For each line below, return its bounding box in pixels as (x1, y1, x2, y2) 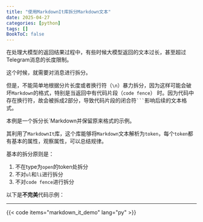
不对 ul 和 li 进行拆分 (14, 171, 63, 178)
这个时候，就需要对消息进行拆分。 (6, 69, 91, 76)
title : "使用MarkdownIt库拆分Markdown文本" (6, 8, 111, 15)
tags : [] (6, 25, 28, 32)
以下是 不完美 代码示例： (6, 191, 65, 198)
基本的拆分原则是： (6, 150, 54, 157)
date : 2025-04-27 (6, 14, 50, 21)
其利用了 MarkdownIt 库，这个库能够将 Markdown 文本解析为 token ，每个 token (6, 130, 188, 138)
